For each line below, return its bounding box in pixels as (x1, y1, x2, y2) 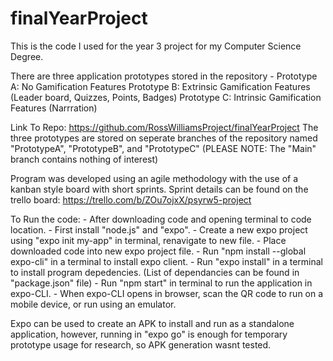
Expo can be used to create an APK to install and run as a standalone (10, 317, 295, 329)
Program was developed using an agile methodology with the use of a (10, 172, 299, 184)
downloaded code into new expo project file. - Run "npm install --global (10, 245, 307, 257)
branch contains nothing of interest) (10, 153, 159, 165)
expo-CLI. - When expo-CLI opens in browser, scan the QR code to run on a (10, 287, 324, 299)
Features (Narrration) (10, 102, 98, 114)
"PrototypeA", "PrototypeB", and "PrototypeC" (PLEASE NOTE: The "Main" (10, 142, 317, 154)
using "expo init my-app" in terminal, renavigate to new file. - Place (10, 234, 287, 246)
